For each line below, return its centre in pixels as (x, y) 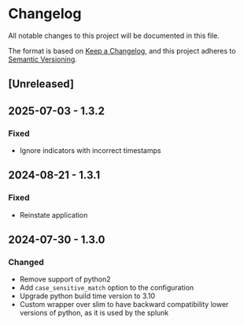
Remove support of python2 (65, 279)
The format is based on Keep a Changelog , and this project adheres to (122, 50)
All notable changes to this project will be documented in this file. (114, 35)
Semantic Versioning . (43, 59)
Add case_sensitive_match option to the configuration (107, 288)
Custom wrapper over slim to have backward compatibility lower (124, 304)
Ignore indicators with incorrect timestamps (90, 151)
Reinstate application (54, 215)
